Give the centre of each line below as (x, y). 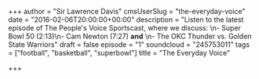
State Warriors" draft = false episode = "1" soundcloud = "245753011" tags (129, 45)
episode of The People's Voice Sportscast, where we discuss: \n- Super (125, 28)
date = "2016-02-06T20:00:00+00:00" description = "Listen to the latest (126, 20)
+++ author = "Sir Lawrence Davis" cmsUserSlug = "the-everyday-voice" (127, 11)
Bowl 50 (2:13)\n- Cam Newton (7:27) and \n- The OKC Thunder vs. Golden (130, 36)
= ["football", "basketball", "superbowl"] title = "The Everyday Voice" (119, 53)
